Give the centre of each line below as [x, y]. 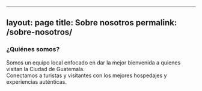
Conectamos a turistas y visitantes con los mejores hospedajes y [87, 75]
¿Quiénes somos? [33, 49]
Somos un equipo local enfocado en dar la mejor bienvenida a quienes [93, 62]
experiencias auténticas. [37, 81]
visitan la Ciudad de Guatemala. [46, 69]
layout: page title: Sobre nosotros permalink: [92, 23]
